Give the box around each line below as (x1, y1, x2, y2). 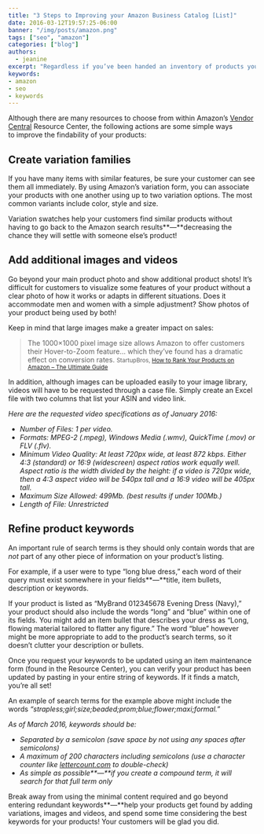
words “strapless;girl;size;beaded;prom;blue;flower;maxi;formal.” (8, 704, 221, 714)
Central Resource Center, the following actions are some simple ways (8, 122, 233, 131)
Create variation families (8, 152, 131, 166)
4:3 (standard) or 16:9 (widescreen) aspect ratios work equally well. (19, 457, 240, 467)
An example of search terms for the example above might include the (8, 696, 232, 705)
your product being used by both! (8, 307, 117, 317)
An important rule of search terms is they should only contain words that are (8, 543, 255, 553)
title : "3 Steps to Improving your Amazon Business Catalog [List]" (8, 11, 237, 20)
